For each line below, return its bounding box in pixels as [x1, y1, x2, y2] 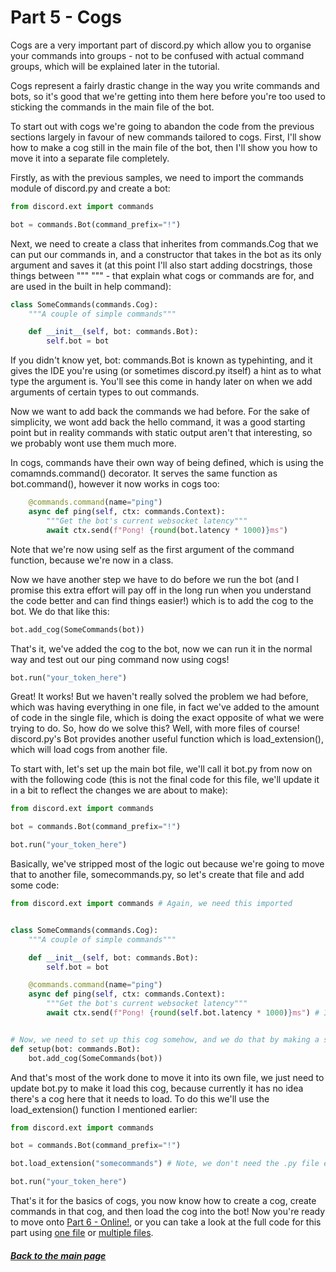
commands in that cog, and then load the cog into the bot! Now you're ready [10, 1206, 326, 1218]
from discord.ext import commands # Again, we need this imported [10, 899, 293, 909]
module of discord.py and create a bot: [10, 182, 171, 194]
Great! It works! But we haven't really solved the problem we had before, [10, 691, 309, 703]
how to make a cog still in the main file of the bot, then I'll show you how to [10, 141, 318, 153]
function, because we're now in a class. [10, 554, 174, 566]
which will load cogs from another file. [10, 744, 168, 756]
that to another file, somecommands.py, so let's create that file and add [10, 869, 305, 881]
